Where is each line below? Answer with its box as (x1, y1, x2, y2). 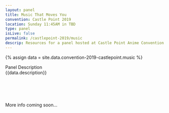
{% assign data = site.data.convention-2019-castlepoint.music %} (5, 54, 143, 60)
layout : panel (5, 7, 35, 13)
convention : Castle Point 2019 (5, 17, 71, 22)
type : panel (5, 26, 30, 31)
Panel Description (5, 64, 43, 70)
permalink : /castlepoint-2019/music (5, 36, 82, 41)
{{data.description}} (5, 69, 47, 76)
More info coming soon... (5, 102, 58, 108)
